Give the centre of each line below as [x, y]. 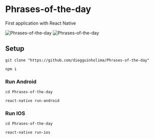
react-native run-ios [28, 132]
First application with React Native [41, 23]
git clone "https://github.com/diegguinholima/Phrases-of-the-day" [78, 60]
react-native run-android [32, 101]
